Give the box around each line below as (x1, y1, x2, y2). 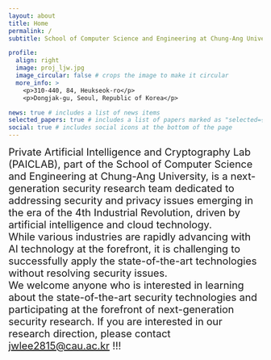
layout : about (8, 11, 56, 20)
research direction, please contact (8, 328, 171, 340)
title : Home (8, 19, 48, 27)
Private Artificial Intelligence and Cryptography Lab (8, 146, 252, 158)
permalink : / (8, 27, 52, 35)
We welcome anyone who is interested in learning (8, 279, 244, 291)
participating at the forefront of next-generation (8, 303, 235, 316)
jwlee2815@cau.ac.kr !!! (8, 340, 122, 352)
